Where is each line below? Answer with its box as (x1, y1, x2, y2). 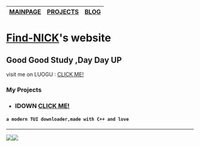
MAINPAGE (9, 8, 42, 16)
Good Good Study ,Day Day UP (6, 55, 122, 65)
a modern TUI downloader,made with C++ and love (6, 117, 129, 122)
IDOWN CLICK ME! (14, 102, 70, 110)
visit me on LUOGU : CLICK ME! (6, 71, 84, 78)
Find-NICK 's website (6, 31, 111, 45)
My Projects (6, 85, 42, 94)
